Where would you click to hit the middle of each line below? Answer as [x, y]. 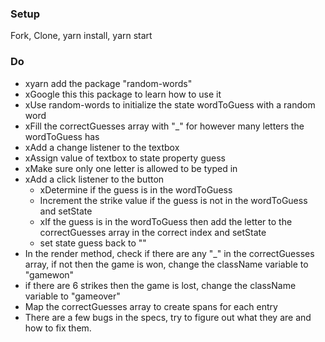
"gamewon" [49, 274]
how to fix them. [58, 328]
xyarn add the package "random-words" [108, 83]
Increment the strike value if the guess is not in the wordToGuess [173, 200]
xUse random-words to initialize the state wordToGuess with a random [170, 104]
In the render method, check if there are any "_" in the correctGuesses [169, 253]
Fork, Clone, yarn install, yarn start [81, 36]
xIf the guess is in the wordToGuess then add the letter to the [166, 221]
